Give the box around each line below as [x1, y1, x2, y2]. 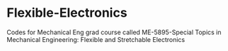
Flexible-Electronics [6, 5, 128, 21]
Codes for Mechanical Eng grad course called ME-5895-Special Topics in [6, 28, 222, 36]
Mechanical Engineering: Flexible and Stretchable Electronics [6, 35, 186, 43]
